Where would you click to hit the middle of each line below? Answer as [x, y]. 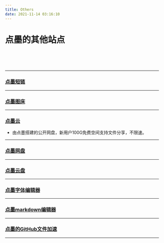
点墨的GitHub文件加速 [31, 229]
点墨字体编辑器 [23, 190]
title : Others [20, 9]
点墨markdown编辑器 [31, 210]
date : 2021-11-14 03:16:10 [32, 14]
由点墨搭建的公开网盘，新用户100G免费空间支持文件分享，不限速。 [79, 132]
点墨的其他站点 [35, 40]
